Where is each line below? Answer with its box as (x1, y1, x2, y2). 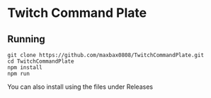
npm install (7, 64, 42, 71)
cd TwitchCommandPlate (7, 58, 74, 65)
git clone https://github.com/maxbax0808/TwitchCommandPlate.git (7, 51, 204, 59)
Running (7, 33, 46, 45)
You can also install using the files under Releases (7, 82, 154, 91)
